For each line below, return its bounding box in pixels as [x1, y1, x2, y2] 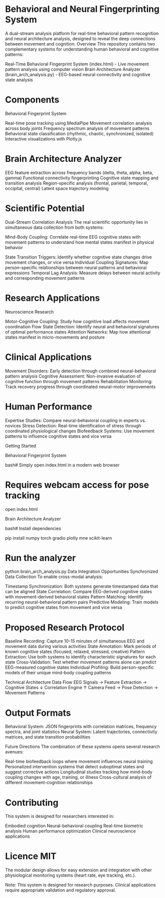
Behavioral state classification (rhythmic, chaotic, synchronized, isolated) [5, 130, 154, 137]
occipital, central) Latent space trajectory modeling [5, 185, 109, 191]
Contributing [5, 797, 59, 808]
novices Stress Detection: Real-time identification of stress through [5, 422, 141, 429]
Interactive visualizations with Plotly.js [5, 136, 82, 142]
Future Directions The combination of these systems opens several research [5, 744, 160, 749]
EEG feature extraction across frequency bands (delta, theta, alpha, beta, [5, 169, 154, 175]
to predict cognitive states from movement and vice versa [5, 604, 122, 610]
